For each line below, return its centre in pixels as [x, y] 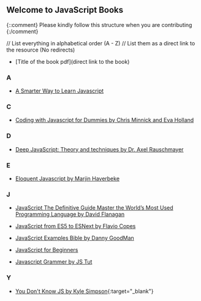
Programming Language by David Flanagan [70, 215]
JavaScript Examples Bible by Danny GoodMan [75, 238]
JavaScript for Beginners [47, 250]
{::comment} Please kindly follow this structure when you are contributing [99, 25]
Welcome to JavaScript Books [65, 10]
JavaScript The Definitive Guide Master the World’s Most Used [94, 208]
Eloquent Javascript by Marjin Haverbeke [67, 178]
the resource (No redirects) [41, 50]
